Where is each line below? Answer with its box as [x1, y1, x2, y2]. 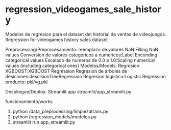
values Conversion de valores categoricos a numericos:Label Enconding [5, 52, 158, 58]
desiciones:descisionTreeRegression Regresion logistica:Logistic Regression [5, 73, 166, 79]
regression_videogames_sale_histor [5, 4, 161, 15]
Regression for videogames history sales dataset [5, 37, 108, 43]
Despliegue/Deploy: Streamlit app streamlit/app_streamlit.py [5, 88, 132, 94]
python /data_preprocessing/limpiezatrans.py [12, 108, 109, 114]
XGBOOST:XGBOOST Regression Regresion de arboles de [5, 68, 128, 74]
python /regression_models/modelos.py [12, 113, 97, 120]
